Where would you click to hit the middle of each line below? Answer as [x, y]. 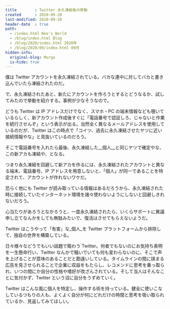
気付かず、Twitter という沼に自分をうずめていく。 [66, 278]
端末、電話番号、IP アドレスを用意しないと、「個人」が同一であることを [84, 171]
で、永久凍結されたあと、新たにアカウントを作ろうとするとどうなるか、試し [85, 94]
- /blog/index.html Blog [36, 39]
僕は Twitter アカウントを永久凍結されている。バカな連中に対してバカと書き [84, 77]
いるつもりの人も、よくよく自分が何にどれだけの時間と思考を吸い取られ [89, 295]
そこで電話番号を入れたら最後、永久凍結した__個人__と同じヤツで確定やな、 [85, 147]
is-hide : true [25, 62]
